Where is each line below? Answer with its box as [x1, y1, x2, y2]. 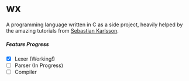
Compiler [14, 69, 37, 76]
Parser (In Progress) [14, 62, 63, 69]
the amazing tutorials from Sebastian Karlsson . [6, 27, 119, 34]
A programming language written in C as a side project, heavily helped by [6, 21, 183, 28]
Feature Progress [6, 40, 49, 48]
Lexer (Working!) [14, 55, 56, 62]
